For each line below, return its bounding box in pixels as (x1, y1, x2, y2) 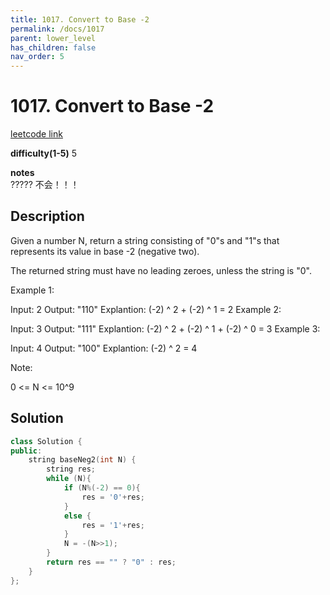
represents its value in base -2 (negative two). (10, 245, 200, 257)
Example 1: (10, 284, 55, 296)
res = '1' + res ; (81, 520, 145, 530)
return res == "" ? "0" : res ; (46, 557, 177, 568)
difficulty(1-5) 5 (10, 147, 78, 160)
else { (63, 511, 92, 521)
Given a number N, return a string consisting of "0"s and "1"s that (10, 234, 280, 246)
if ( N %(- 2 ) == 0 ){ (63, 483, 141, 493)
